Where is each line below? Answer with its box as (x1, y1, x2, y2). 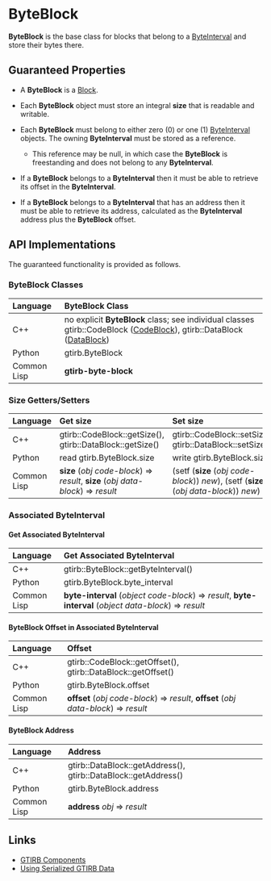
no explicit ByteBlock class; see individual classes (64, 314, 255, 325)
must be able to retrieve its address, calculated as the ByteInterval (19, 206, 243, 215)
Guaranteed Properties (8, 64, 127, 77)
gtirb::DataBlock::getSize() (59, 439, 160, 450)
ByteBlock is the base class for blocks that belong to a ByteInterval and (8, 31, 247, 41)
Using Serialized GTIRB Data (19, 863, 115, 873)
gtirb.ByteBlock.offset (67, 679, 150, 691)
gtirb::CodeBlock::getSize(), (59, 429, 165, 440)
